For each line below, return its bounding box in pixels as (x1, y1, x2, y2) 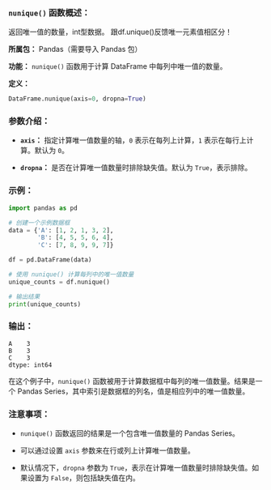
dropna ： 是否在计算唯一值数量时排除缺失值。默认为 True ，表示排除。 (19, 163, 252, 173)
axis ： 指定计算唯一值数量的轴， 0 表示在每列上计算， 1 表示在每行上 (19, 135, 247, 145)
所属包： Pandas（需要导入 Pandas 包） (8, 45, 142, 54)
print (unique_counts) (8, 300, 82, 309)
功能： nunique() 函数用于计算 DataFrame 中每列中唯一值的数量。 (8, 62, 228, 71)
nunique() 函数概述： (8, 6, 91, 18)
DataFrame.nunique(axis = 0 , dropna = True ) (8, 95, 147, 103)
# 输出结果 (8, 292, 40, 300)
